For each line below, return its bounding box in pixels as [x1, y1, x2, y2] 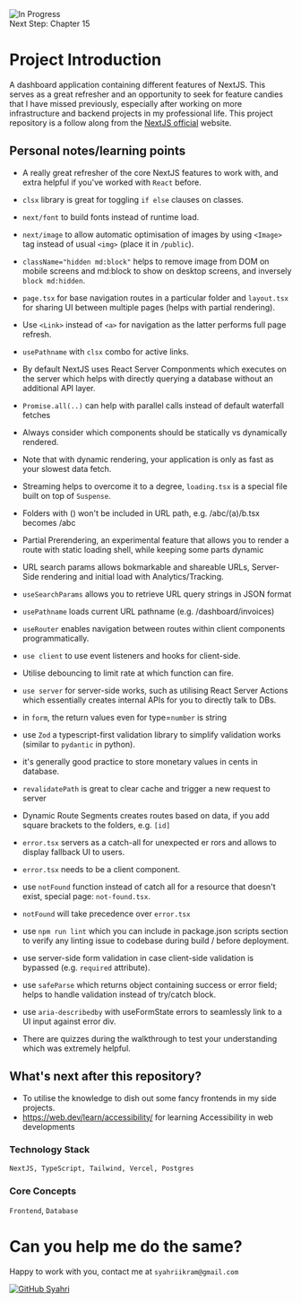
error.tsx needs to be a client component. [21, 863, 181, 874]
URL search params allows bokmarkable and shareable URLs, [21, 561, 250, 573]
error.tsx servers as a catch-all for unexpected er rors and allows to [21, 836, 278, 847]
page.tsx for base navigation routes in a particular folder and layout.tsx [21, 292, 289, 303]
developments [21, 1121, 75, 1132]
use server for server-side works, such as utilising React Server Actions [21, 685, 288, 695]
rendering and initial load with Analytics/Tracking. [40, 571, 224, 582]
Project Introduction [9, 49, 162, 70]
